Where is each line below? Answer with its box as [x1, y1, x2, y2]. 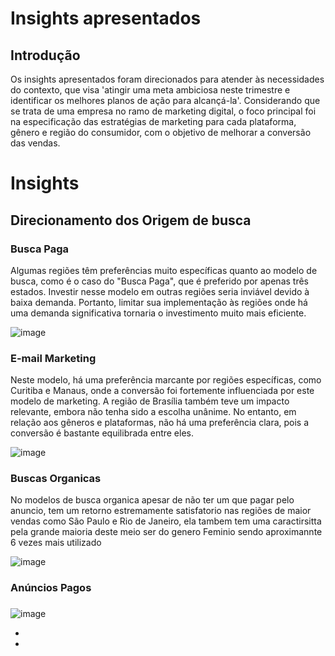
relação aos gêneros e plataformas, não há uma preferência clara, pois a [10, 417, 310, 429]
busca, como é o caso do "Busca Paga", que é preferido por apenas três [10, 275, 309, 287]
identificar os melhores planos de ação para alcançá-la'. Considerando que [10, 95, 321, 106]
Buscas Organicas [10, 472, 102, 486]
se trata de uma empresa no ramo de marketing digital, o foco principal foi [10, 105, 317, 117]
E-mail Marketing [10, 351, 97, 365]
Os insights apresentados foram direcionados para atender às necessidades [10, 73, 325, 85]
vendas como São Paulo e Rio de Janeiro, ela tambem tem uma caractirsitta [10, 515, 322, 527]
